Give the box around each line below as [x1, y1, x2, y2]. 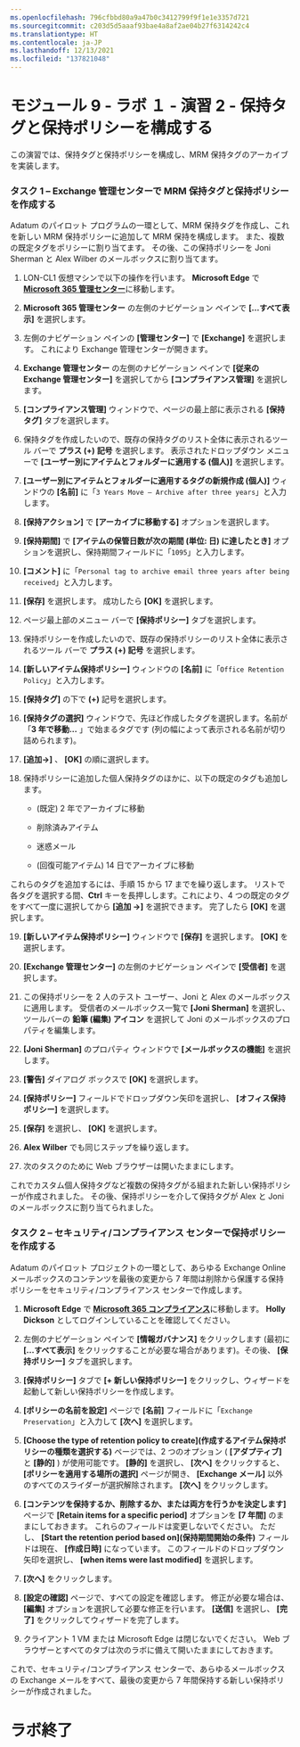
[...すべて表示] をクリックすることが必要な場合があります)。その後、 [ [22, 1344, 281, 1356]
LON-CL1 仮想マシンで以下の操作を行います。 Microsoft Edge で [22, 273, 261, 284]
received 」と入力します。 [22, 577, 118, 588]
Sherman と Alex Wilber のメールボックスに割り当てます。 [10, 253, 223, 264]
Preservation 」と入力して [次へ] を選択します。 [22, 1415, 199, 1427]
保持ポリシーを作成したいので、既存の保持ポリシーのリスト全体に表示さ [22, 634, 288, 645]
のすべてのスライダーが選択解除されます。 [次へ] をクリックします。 [22, 1479, 273, 1490]
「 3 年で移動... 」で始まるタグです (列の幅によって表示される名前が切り [22, 724, 288, 735]
